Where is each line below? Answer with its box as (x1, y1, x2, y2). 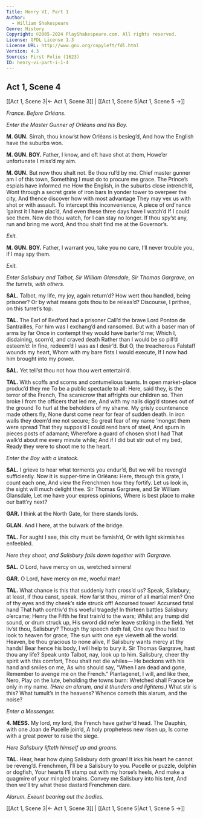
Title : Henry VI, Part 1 (6, 8, 69, 15)
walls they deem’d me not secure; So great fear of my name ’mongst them (6, 417, 190, 424)
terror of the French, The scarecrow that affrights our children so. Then (6, 391, 184, 399)
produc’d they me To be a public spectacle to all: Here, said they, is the (6, 385, 182, 392)
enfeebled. (6, 540, 33, 547)
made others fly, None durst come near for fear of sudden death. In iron (6, 411, 185, 418)
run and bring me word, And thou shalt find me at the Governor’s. (6, 221, 169, 228)
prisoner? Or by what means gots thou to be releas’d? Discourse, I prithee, (6, 299, 192, 306)
